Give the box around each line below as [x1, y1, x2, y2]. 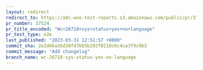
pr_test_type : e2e [5, 32, 52, 38]
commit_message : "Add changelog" [5, 49, 90, 55]
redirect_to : [5, 15, 39, 21]
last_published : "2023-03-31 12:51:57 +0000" [5, 37, 122, 43]
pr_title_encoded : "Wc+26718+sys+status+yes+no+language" [5, 26, 155, 32]
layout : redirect [5, 9, 50, 15]
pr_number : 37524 [5, 20, 50, 26]
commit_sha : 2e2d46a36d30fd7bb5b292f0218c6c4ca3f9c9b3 [5, 43, 147, 49]
